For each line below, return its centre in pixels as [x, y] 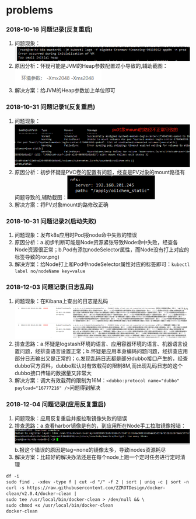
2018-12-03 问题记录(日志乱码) [50, 287]
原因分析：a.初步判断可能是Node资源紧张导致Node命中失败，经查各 [96, 243]
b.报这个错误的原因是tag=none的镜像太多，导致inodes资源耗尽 [90, 449]
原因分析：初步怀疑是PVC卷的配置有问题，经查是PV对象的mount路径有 [100, 172]
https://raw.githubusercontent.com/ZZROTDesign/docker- [96, 488]
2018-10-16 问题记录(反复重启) [50, 30]
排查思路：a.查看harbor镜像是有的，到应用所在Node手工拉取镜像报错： [100, 425]
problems [30, 10]
